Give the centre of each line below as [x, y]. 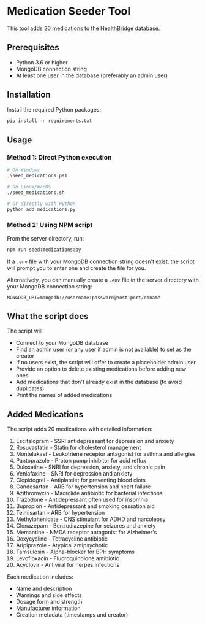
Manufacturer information [48, 608]
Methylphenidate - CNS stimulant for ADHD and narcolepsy [91, 519]
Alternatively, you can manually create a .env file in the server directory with [103, 280]
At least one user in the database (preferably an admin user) [91, 75]
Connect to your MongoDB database [62, 343]
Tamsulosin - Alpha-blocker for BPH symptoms [75, 552]
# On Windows [24, 170]
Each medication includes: [40, 577]
